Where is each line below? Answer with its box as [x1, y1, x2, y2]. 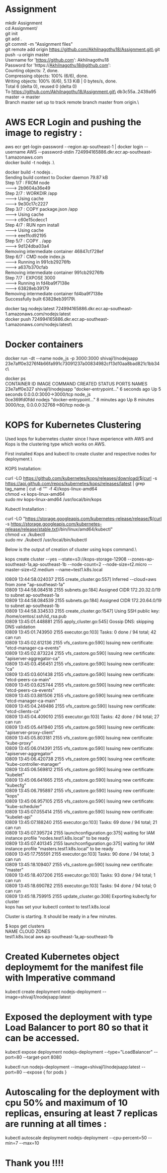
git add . [5, 36, 22, 42]
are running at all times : [5, 1118, 107, 1129]
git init [5, 30, 18, 36]
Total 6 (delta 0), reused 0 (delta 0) [5, 83, 77, 89]
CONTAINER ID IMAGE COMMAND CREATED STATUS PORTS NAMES [5, 380, 148, 386]
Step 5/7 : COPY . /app [5, 238, 52, 244]
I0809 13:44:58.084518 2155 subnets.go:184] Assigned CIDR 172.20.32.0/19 [5, 587, 161, 593]
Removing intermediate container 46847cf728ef [5, 248, 104, 254]
